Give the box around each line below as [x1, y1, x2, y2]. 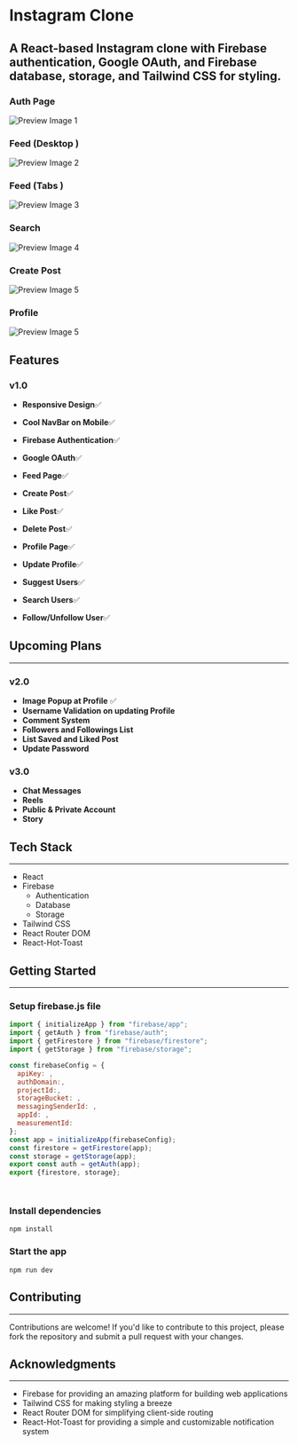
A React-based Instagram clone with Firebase [9, 41, 268, 56]
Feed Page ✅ [21, 470, 69, 481]
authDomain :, [17, 1078, 66, 1086]
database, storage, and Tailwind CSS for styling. [9, 68, 282, 83]
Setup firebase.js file [9, 1000, 101, 1012]
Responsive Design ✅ [21, 399, 102, 410]
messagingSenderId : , [17, 1102, 98, 1111]
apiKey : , [17, 1069, 53, 1078]
